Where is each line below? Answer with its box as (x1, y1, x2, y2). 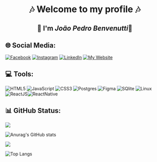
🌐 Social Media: (5, 41, 56, 49)
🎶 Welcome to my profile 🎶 (29, 4, 141, 15)
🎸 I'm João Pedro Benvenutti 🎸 (37, 24, 133, 32)
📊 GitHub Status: (5, 106, 61, 115)
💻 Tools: (5, 70, 34, 78)
